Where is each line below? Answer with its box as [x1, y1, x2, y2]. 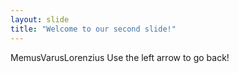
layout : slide [10, 14, 70, 25]
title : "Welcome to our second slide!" [10, 24, 177, 34]
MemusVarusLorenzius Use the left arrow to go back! [10, 51, 230, 63]
